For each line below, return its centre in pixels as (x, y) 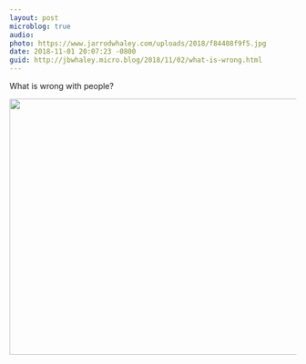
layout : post (34, 18)
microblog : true (40, 26)
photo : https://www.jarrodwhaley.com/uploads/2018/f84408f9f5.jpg (138, 43)
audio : (22, 35)
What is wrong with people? (61, 86)
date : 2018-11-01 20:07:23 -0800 (73, 52)
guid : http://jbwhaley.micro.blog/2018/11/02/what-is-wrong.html (136, 60)
